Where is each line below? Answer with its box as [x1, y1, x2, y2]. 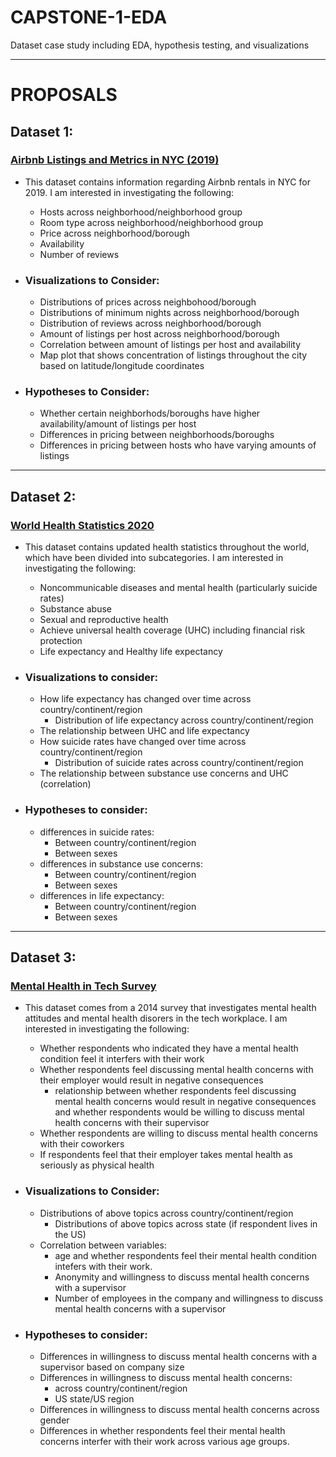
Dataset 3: [10, 949, 77, 966]
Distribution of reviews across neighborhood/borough [39, 317, 262, 330]
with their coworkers [39, 1138, 125, 1150]
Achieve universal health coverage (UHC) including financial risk [39, 624, 306, 636]
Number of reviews [39, 248, 120, 260]
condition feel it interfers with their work [39, 1053, 205, 1065]
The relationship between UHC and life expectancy [39, 725, 250, 737]
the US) [54, 1228, 87, 1240]
